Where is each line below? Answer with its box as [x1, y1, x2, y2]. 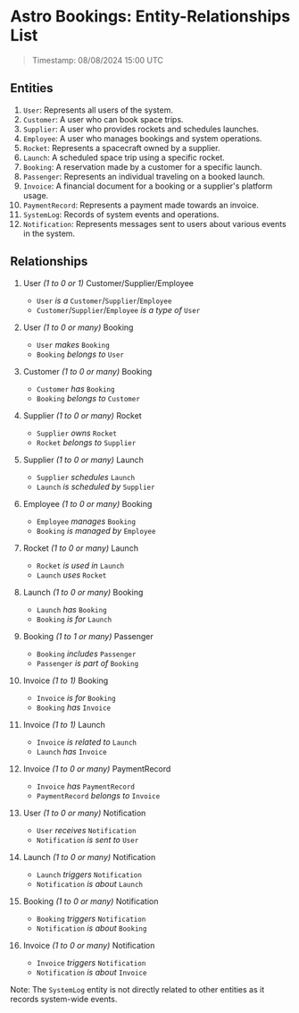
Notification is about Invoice [36, 967, 147, 977]
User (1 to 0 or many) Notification [22, 807, 146, 818]
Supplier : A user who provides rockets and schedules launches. [22, 123, 260, 134]
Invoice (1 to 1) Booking [22, 675, 109, 686]
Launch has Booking [36, 604, 107, 614]
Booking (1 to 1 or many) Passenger [22, 630, 154, 641]
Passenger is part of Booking [36, 657, 139, 668]
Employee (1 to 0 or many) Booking [22, 498, 153, 509]
